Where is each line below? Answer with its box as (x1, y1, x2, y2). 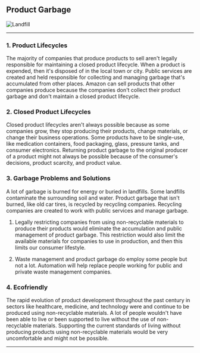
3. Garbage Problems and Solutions (6, 174, 111, 183)
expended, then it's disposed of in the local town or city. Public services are (6, 67, 192, 75)
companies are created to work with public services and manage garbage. (6, 207, 189, 214)
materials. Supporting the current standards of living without (32, 322, 181, 329)
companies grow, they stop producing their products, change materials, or (6, 128, 189, 135)
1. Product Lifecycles (6, 41, 68, 50)
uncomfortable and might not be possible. (6, 334, 109, 342)
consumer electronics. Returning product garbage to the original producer (6, 146, 188, 154)
